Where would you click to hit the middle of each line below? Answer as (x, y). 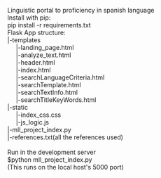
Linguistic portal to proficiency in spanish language (81, 10)
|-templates (24, 40)
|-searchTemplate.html (49, 85)
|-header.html (35, 62)
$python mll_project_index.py (50, 160)
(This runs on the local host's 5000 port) (66, 167)
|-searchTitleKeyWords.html (56, 100)
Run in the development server (51, 152)
